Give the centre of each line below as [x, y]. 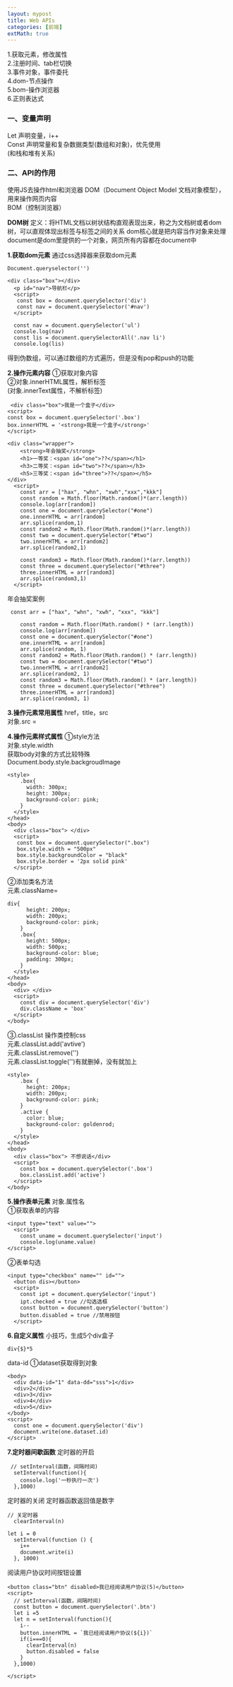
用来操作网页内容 [32, 198]
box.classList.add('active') [63, 1175]
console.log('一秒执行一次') [60, 1480]
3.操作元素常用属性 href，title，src [58, 712]
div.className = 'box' [53, 1009]
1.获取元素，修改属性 [37, 54]
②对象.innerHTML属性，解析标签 [57, 381]
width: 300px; [47, 787]
